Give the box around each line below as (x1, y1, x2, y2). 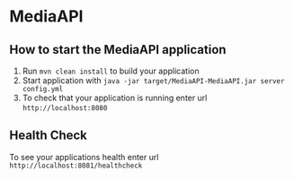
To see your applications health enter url (9, 151, 159, 162)
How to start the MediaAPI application (9, 42, 227, 57)
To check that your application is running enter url (22, 92, 208, 103)
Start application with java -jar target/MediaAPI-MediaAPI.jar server (22, 75, 285, 86)
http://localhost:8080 (22, 104, 108, 113)
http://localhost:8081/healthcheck (9, 161, 143, 170)
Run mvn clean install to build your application (22, 65, 200, 76)
